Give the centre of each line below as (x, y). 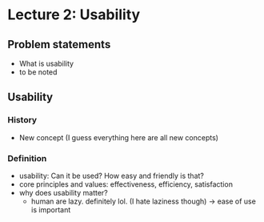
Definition (27, 158)
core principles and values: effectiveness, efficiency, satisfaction (126, 184)
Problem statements (59, 44)
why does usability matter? (64, 192)
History (22, 120)
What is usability (46, 63)
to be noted (38, 72)
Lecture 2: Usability (74, 15)
